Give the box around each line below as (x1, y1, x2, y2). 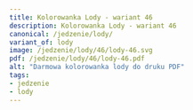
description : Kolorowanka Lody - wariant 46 (9, 21, 177, 30)
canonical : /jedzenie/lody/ (9, 29, 114, 38)
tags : (9, 71, 29, 80)
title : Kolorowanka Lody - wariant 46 (9, 12, 153, 22)
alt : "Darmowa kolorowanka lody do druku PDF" (9, 63, 185, 72)
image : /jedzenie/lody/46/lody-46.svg (9, 46, 153, 55)
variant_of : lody (9, 37, 74, 47)
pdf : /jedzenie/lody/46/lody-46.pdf (9, 54, 145, 63)
